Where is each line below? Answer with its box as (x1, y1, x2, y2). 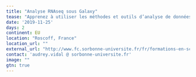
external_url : (6, 46, 41, 52)
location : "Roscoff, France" (6, 35, 77, 41)
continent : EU (6, 30, 41, 36)
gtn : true (6, 62, 30, 68)
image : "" (6, 57, 30, 63)
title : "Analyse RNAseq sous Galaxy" (6, 8, 98, 14)
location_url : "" (6, 41, 48, 47)
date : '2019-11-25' (6, 19, 54, 25)
